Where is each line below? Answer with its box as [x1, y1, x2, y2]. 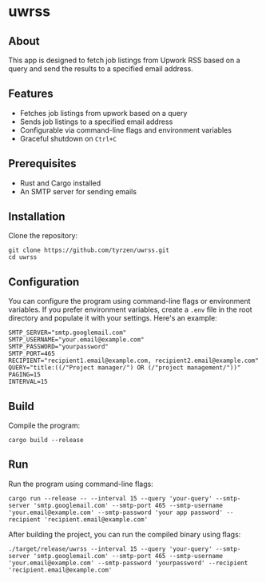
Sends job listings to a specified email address [19, 117, 173, 126]
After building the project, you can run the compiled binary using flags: [8, 529, 241, 539]
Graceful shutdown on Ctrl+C [19, 134, 117, 143]
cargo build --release [8, 436, 84, 444]
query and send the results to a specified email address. [8, 64, 193, 74]
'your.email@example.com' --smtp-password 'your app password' [8, 508, 224, 516]
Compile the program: [8, 421, 81, 430]
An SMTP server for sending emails [19, 186, 137, 196]
